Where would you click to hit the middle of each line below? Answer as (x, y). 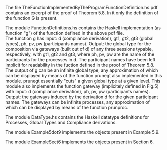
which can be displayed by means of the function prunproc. (67, 108)
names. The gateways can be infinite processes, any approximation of (78, 102)
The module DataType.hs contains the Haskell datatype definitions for (77, 117)
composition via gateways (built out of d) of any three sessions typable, (79, 49)
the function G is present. (31, 18)
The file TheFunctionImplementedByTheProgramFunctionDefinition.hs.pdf (81, 7)
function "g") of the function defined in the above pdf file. (65, 33)
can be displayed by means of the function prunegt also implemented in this (84, 76)
